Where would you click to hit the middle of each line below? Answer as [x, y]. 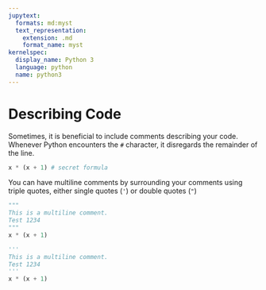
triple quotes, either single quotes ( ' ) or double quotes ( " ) [102, 191]
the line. [21, 153]
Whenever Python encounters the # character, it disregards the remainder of [133, 145]
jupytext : [25, 15]
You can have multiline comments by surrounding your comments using [125, 183]
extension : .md [48, 38]
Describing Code [65, 114]
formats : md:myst [44, 23]
